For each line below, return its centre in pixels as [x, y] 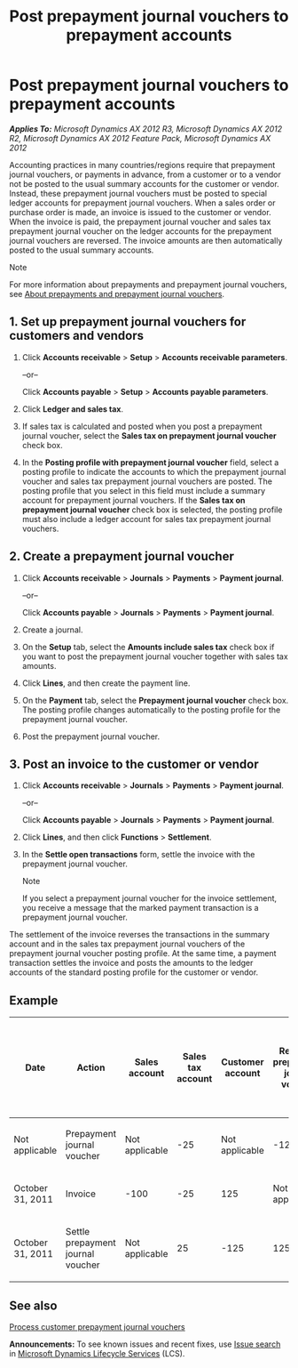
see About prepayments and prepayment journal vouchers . [117, 294]
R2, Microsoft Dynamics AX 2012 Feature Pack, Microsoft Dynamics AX [140, 138]
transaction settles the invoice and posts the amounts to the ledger [131, 963]
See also [33, 1305]
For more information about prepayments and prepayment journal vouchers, [148, 284]
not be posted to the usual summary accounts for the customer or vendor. [144, 183]
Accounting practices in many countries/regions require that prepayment [142, 165]
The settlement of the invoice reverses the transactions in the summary [140, 935]
